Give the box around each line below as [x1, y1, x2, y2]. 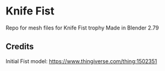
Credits [5, 42, 34, 52]
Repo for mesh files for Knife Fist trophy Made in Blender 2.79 [5, 24, 159, 31]
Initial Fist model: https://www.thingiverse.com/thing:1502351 [5, 57, 157, 64]
